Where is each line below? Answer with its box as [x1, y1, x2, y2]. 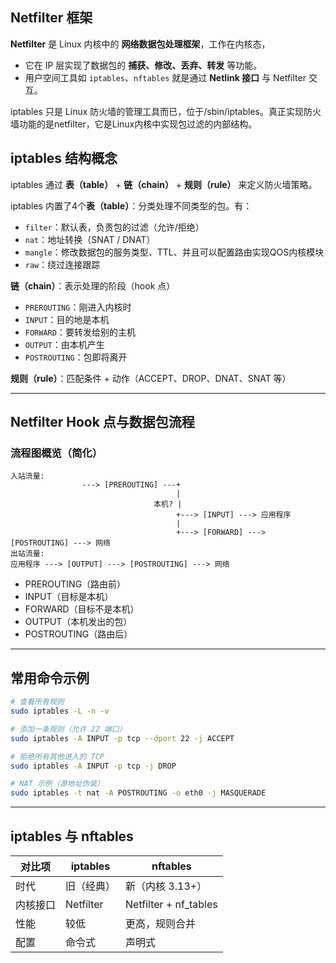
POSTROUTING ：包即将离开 [24, 351, 128, 363]
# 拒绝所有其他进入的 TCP [10, 751, 105, 762]
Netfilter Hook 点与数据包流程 [10, 414, 195, 431]
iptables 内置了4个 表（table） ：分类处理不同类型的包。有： [10, 199, 253, 212]
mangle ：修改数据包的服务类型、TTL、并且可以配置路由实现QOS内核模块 [24, 246, 325, 258]
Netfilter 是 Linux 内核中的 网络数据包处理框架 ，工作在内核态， [10, 38, 271, 50]
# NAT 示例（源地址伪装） [10, 779, 105, 789]
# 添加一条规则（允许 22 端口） [10, 724, 127, 734]
